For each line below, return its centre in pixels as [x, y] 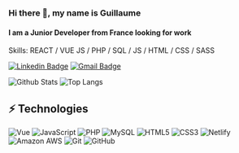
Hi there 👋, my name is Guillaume [75, 13]
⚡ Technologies [48, 109]
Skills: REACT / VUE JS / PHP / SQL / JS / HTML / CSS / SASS [112, 50]
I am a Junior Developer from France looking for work [100, 33]
